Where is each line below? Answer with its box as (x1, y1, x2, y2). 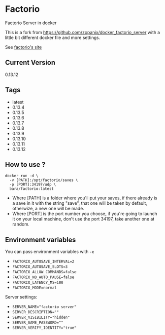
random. (12, 221, 30, 227)
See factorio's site (5, 44, 42, 50)
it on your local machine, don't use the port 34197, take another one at (12, 216, 155, 222)
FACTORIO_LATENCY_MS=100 (12, 280, 64, 285)
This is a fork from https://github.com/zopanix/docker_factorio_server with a (5, 29, 160, 35)
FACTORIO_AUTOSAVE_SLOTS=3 (12, 264, 68, 269)
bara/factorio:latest (9, 186, 54, 191)
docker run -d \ (5, 174, 38, 179)
